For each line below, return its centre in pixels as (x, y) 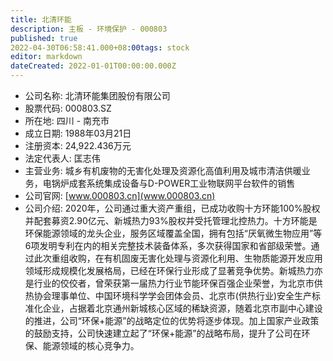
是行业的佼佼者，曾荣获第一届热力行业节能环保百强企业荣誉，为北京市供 (173, 283)
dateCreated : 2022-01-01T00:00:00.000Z (93, 66)
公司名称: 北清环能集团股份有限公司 (97, 95)
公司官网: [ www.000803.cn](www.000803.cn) (120, 195)
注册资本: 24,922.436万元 (78, 145)
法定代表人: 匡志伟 (62, 158)
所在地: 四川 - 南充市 (67, 120)
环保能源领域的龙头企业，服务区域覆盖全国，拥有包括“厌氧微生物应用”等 (173, 233)
